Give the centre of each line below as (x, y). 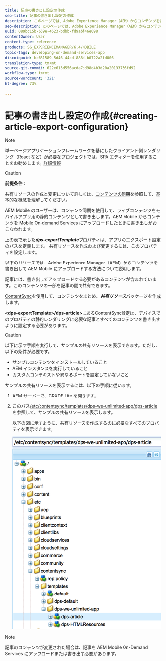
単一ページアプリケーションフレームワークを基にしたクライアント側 (74, 150)
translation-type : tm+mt (31, 63)
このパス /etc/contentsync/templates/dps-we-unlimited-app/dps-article (85, 406)
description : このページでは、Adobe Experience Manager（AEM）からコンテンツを (83, 21)
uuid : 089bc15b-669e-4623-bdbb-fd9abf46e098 (52, 32)
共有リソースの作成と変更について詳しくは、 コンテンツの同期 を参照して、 (81, 194)
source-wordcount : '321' (31, 79)
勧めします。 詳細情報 (40, 163)
